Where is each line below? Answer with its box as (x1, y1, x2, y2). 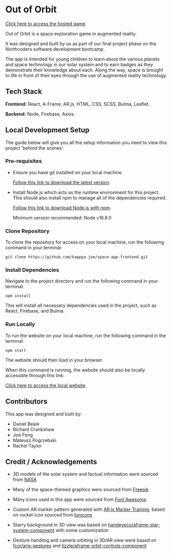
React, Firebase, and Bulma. (5, 308, 65, 314)
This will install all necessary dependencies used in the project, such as (5, 302, 157, 309)
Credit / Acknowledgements (5, 457, 98, 466)
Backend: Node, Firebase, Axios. (5, 110, 75, 117)
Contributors (5, 397, 48, 406)
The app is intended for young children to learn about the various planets (5, 56, 160, 62)
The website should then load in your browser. (5, 357, 104, 363)
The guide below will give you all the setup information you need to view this (5, 139, 167, 145)
